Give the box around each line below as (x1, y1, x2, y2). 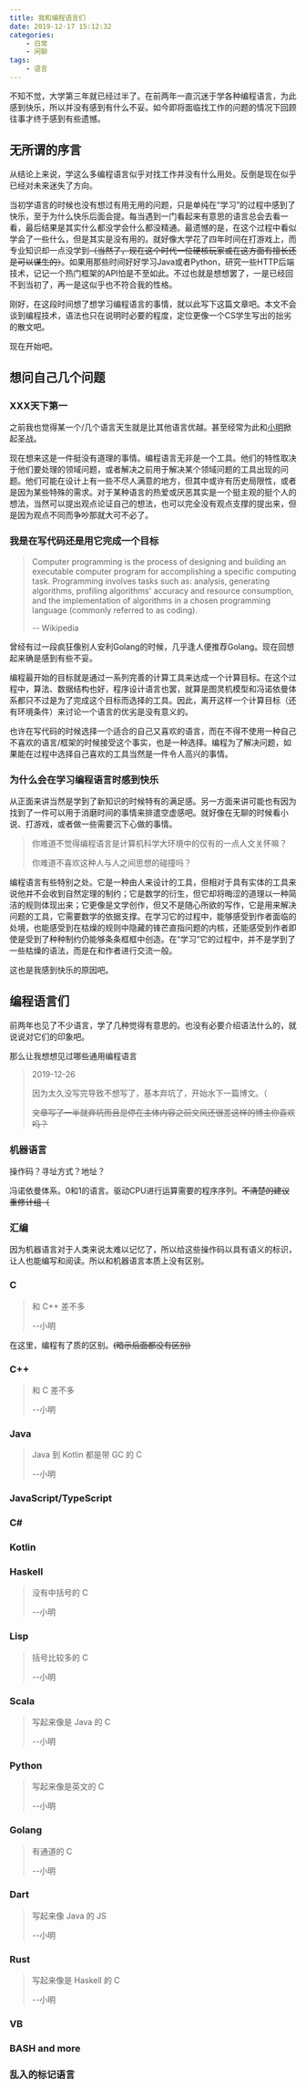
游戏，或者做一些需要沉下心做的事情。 (33, 818, 178, 829)
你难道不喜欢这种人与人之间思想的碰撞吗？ (31, 857, 192, 868)
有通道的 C (31, 1845, 73, 1856)
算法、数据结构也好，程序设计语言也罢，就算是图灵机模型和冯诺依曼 (33, 683, 289, 694)
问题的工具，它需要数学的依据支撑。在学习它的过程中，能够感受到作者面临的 (9, 910, 297, 921)
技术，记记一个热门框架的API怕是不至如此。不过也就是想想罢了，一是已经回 (9, 267, 294, 278)
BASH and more (9, 2042, 81, 2054)
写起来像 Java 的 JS (31, 1910, 107, 1921)
